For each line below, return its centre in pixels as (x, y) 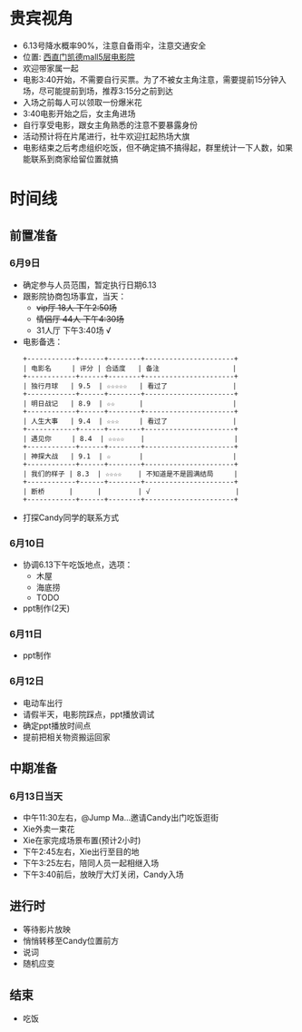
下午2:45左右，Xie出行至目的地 (81, 852)
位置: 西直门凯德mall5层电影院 (78, 56)
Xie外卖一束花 (49, 829)
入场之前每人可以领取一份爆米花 (82, 102)
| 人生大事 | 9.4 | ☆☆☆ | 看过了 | (130, 421)
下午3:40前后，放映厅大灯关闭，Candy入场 (103, 875)
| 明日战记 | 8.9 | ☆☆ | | (130, 403)
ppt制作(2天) (46, 608)
